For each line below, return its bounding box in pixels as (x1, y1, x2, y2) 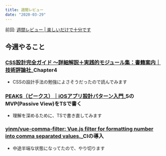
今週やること (5, 42, 45, 51)
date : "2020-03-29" (5, 12, 46, 17)
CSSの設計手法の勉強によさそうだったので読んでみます (12, 79, 127, 85)
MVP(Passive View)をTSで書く (5, 100, 82, 107)
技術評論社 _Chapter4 (5, 66, 57, 73)
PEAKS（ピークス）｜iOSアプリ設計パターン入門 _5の (5, 93, 134, 100)
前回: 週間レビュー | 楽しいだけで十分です (5, 26, 92, 33)
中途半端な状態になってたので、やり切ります (12, 145, 105, 151)
